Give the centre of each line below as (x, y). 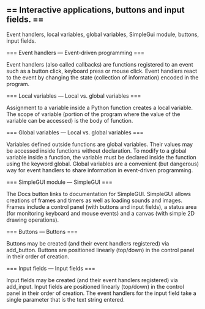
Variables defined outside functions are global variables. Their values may (100, 144)
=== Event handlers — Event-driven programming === (76, 53)
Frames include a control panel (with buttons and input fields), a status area (102, 206)
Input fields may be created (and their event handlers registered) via (92, 280)
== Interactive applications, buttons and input (95, 10)
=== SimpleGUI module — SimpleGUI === (60, 182)
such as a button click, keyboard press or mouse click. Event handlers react (102, 71)
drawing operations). (33, 220)
